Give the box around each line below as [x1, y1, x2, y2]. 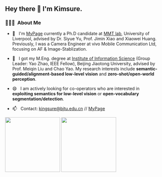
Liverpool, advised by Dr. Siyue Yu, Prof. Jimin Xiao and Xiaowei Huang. [12, 35, 157, 41]
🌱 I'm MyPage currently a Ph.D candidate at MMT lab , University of [12, 30, 150, 36]
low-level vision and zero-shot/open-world [65, 71, 155, 77]
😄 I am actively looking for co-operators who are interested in [12, 86, 140, 91]
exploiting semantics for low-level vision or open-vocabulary [12, 90, 139, 96]
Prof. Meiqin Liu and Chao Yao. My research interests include [12, 66, 135, 71]
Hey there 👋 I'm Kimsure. [5, 5, 82, 13]
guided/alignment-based [12, 71, 64, 77]
